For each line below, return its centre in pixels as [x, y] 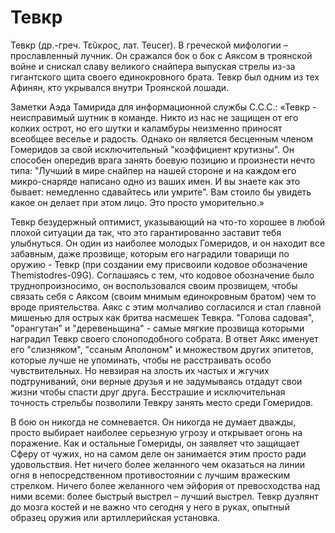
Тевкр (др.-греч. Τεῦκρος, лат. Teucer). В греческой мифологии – [149, 45]
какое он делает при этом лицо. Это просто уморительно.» [137, 202]
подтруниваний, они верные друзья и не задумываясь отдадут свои [156, 381]
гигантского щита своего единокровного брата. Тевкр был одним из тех [165, 77]
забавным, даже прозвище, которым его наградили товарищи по [150, 253]
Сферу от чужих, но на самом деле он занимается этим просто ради [158, 453]
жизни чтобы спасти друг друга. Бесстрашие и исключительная [148, 392]
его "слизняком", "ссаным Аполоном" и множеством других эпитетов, [162, 349]
